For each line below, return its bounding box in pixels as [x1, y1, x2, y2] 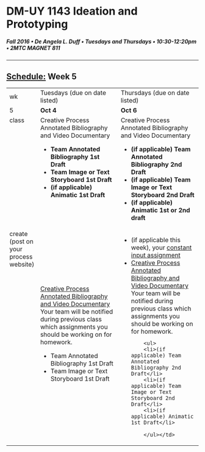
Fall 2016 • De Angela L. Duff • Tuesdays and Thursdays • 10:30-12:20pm [6, 38, 197, 45]
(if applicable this [131, 235, 181, 244]
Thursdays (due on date [120, 88, 190, 97]
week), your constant [131, 243, 192, 251]
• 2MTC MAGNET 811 [6, 44, 60, 51]
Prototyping [6, 17, 68, 31]
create [9, 229, 28, 238]
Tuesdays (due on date [40, 88, 107, 97]
